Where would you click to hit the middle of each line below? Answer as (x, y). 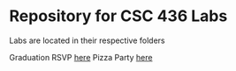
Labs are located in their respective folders (87, 40)
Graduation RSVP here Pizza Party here (81, 57)
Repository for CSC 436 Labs (118, 16)
